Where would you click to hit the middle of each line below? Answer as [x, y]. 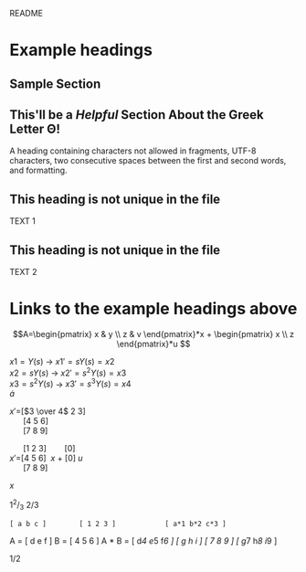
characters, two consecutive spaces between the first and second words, [148, 161]
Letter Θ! [35, 128]
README [26, 13]
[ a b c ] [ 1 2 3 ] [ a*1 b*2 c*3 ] [118, 524]
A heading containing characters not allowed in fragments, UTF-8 [133, 151]
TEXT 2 [23, 272]
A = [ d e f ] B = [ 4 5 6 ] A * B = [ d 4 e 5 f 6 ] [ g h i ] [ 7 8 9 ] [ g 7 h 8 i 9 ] [143, 540]
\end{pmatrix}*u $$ [153, 344]
